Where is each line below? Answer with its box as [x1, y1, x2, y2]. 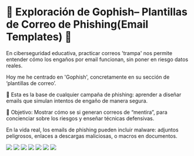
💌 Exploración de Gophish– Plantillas [6, 5, 188, 19]
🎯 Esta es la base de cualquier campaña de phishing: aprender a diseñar [6, 91, 182, 98]
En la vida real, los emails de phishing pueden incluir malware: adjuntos [6, 126, 179, 133]
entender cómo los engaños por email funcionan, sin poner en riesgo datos [6, 56, 189, 63]
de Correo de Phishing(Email [6, 18, 149, 31]
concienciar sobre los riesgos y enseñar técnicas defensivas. [6, 114, 155, 122]
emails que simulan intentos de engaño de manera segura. [6, 97, 148, 104]
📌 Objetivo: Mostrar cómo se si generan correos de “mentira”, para [6, 108, 168, 116]
